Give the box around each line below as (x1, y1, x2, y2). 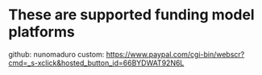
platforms (8, 23, 75, 41)
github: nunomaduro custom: (8, 49, 105, 59)
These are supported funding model (8, 6, 256, 24)
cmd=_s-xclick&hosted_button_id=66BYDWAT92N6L (8, 58, 185, 68)
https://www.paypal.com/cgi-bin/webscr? (106, 49, 245, 59)
